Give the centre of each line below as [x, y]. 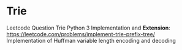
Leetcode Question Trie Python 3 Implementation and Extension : [88, 28]
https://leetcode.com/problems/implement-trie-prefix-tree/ [81, 34]
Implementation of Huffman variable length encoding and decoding [91, 40]
